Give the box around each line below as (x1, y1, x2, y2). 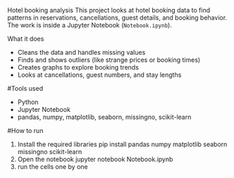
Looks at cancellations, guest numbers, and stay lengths (17, 70, 182, 79)
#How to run (7, 127, 44, 134)
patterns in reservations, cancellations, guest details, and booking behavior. (7, 13, 228, 22)
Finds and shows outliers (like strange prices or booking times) (17, 56, 201, 64)
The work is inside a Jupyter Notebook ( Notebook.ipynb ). (7, 21, 173, 29)
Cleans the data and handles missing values (17, 49, 146, 56)
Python (17, 98, 39, 106)
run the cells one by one (17, 163, 88, 171)
